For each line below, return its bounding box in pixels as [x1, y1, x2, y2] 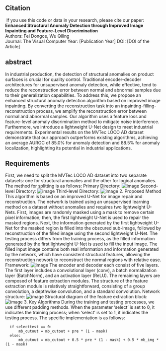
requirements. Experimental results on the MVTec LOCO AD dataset [5, 129, 144, 135]
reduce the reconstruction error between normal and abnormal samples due [5, 87, 161, 93]
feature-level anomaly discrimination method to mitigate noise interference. [5, 119, 160, 125]
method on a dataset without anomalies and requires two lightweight [5, 204, 146, 210]
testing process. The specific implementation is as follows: [5, 315, 125, 321]
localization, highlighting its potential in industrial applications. [5, 145, 132, 151]
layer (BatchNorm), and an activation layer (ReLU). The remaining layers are [5, 273, 160, 279]
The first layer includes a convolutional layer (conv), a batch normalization [5, 268, 157, 274]
